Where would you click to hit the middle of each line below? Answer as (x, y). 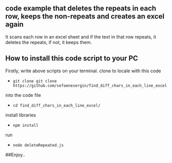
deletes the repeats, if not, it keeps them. (49, 42)
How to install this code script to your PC (72, 58)
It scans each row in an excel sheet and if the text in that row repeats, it (81, 37)
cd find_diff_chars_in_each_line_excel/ (56, 105)
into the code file (23, 95)
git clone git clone (35, 81)
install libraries (21, 115)
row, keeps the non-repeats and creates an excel (85, 17)
